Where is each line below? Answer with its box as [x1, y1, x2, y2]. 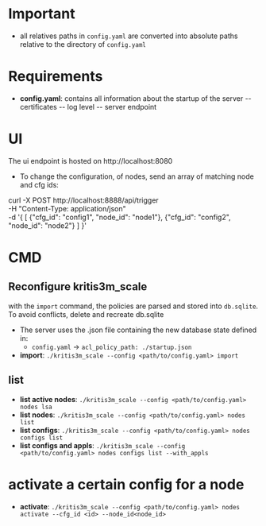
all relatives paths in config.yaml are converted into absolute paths [19, 31, 238, 41]
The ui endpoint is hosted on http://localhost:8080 [8, 156, 173, 165]
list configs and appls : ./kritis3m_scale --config [19, 440, 186, 450]
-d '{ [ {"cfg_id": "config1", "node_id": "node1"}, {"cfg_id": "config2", [8, 212, 232, 222]
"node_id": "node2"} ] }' [8, 220, 87, 230]
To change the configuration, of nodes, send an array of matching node [19, 172, 254, 181]
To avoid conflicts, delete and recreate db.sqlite [8, 309, 164, 319]
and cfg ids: [19, 180, 60, 189]
